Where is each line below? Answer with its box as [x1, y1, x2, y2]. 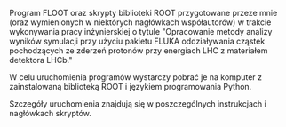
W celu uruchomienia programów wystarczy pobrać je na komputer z [9, 72, 262, 83]
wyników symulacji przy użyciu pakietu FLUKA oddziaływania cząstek [9, 36, 266, 46]
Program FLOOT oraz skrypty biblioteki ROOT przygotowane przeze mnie [9, 8, 278, 18]
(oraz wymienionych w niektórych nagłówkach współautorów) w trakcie [9, 17, 272, 28]
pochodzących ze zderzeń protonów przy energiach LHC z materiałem [9, 45, 268, 56]
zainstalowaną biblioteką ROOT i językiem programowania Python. [9, 82, 252, 91]
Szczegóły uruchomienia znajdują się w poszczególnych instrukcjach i [9, 99, 266, 109]
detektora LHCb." [9, 55, 73, 65]
